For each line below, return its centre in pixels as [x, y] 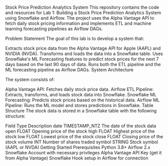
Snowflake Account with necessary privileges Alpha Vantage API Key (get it [83, 153]
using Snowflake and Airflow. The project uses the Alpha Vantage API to [80, 18]
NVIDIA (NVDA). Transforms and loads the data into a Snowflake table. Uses [84, 53]
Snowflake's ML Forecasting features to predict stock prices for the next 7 [82, 59]
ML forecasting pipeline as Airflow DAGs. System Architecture [69, 70]
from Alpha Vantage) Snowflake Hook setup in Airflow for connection [77, 158]
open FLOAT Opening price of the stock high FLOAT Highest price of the [80, 131]
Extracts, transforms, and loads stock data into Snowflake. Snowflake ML [81, 95]
